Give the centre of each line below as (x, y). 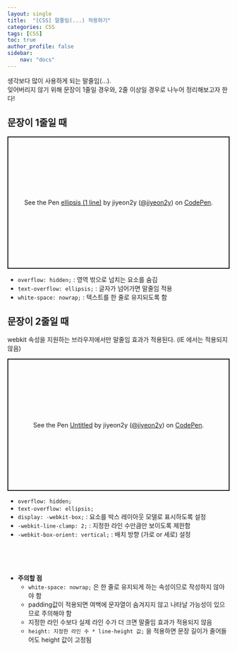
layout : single (30, 14)
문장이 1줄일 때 (37, 123)
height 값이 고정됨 (66, 640)
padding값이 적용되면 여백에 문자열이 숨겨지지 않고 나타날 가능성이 (120, 604)
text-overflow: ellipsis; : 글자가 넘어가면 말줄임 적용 (95, 288)
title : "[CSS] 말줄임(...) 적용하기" (59, 20)
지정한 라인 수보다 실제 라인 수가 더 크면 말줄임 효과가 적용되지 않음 (120, 622)
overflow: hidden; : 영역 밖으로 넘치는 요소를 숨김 (87, 279)
